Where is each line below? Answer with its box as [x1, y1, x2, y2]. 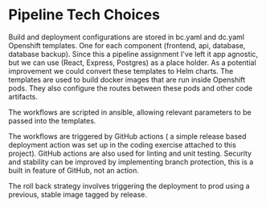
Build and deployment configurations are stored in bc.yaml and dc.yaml [8, 32, 245, 42]
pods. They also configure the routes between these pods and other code [8, 83, 253, 93]
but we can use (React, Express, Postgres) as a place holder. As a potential [8, 58, 257, 67]
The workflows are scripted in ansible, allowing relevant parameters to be [8, 107, 252, 117]
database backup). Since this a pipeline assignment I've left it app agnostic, [8, 49, 259, 59]
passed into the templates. [8, 116, 96, 125]
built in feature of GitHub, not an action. [8, 165, 139, 175]
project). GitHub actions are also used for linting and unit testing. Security [8, 148, 252, 158]
